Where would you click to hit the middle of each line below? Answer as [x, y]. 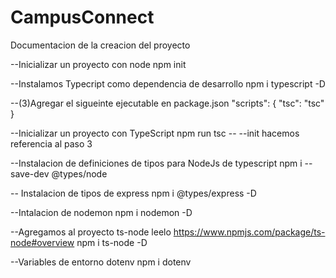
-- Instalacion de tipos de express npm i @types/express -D [133, 193]
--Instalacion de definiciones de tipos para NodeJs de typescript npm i [156, 163]
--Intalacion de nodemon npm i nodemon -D [101, 212]
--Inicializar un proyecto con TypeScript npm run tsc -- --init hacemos [155, 133]
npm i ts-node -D [112, 242]
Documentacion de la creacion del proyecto [100, 45]
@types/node [79, 173]
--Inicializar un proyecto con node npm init [98, 64]
